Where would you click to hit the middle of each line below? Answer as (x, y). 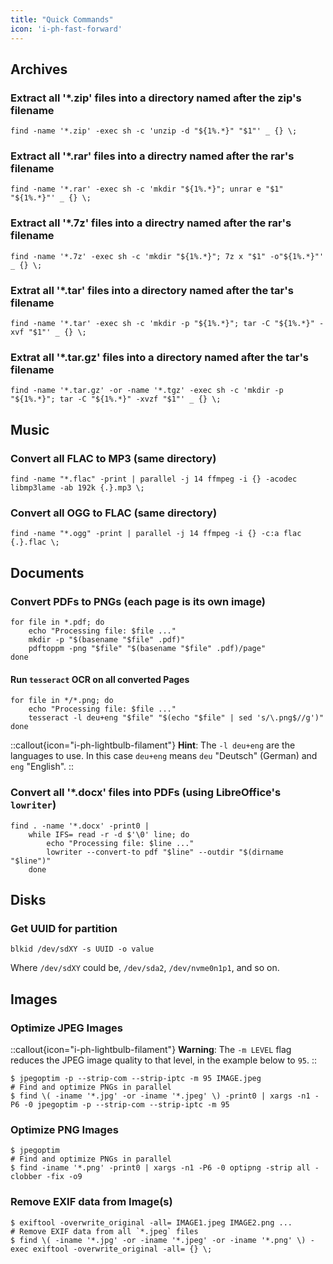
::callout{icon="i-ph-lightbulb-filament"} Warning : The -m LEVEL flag (151, 1049)
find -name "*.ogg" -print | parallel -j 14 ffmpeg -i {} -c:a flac (156, 534)
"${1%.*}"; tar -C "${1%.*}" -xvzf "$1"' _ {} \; (116, 399)
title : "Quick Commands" (62, 19)
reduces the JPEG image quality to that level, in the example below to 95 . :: (164, 1060)
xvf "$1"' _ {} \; (48, 332)
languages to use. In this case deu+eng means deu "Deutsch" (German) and (164, 756)
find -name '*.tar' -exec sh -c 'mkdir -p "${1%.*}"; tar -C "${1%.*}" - (167, 324)
